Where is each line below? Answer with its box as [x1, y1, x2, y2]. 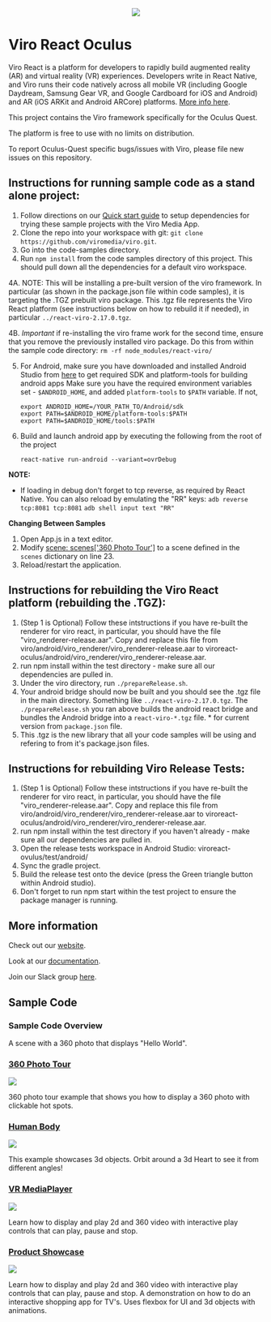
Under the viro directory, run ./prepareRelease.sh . [19, 678, 188, 687]
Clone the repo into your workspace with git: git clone [19, 227, 204, 237]
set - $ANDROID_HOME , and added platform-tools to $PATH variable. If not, [19, 386, 258, 397]
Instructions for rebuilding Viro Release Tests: [8, 761, 245, 775]
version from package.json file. [19, 721, 123, 730]
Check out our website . [8, 941, 87, 950]
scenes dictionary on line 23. [19, 551, 115, 561]
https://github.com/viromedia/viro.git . [19, 236, 157, 246]
